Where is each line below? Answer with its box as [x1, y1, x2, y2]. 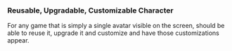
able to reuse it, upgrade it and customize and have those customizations [7, 29, 219, 37]
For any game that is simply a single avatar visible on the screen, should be [7, 22, 225, 30]
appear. [7, 36, 30, 45]
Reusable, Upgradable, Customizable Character [7, 6, 174, 15]
